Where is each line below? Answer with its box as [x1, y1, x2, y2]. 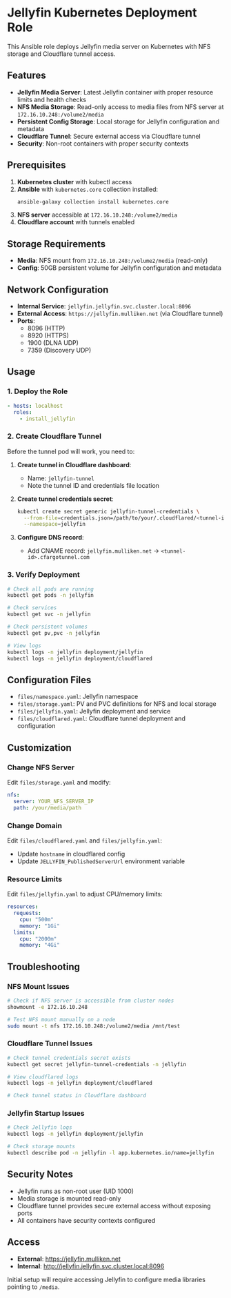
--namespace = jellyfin [23, 521, 86, 528]
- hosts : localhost [7, 402, 63, 409]
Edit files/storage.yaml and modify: [7, 778, 112, 786]
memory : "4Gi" [19, 942, 60, 949]
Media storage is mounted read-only [17, 1194, 121, 1202]
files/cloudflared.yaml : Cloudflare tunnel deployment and [17, 714, 186, 722]
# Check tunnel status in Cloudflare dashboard [7, 1092, 147, 1099]
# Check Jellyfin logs [7, 1124, 72, 1131]
